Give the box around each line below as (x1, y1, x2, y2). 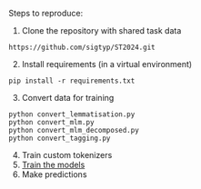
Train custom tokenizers (21, 150, 113, 160)
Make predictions (21, 169, 87, 180)
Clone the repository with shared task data (21, 25, 182, 35)
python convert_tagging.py (8, 134, 111, 143)
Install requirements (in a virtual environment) (21, 59, 193, 69)
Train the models (21, 159, 85, 170)
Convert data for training (21, 93, 115, 103)
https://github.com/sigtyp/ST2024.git (8, 43, 156, 52)
